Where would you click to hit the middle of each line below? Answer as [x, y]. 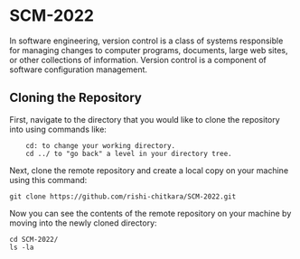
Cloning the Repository [75, 98]
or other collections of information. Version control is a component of [138, 60]
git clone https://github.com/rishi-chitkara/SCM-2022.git [123, 196]
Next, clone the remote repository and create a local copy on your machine [149, 170]
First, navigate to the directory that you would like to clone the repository [145, 119]
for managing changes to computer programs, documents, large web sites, [149, 50]
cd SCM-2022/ [34, 239]
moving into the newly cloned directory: [83, 223]
